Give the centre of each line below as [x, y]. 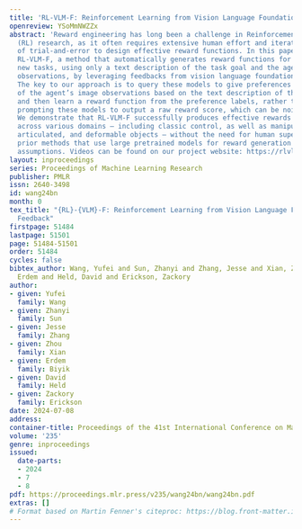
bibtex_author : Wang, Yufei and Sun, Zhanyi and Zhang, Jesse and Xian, [148, 269]
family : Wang [42, 302]
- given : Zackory [42, 394]
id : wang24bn [34, 193]
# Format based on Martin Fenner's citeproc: [96, 511]
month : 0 [26, 202]
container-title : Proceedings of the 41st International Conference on [146, 427]
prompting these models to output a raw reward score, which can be [148, 110]
